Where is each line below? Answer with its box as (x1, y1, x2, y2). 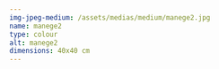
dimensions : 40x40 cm (9, 47, 91, 56)
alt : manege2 (9, 38, 58, 47)
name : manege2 (9, 22, 63, 30)
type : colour (9, 30, 58, 39)
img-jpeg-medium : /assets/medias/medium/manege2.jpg (9, 13, 211, 22)
